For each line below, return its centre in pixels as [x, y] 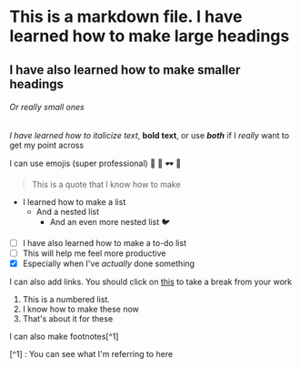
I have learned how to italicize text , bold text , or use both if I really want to [149, 135]
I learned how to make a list [74, 201]
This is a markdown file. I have [126, 17]
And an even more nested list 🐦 [110, 221]
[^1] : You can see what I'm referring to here [91, 353]
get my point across [47, 145]
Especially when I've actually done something [109, 263]
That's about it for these [68, 318]
